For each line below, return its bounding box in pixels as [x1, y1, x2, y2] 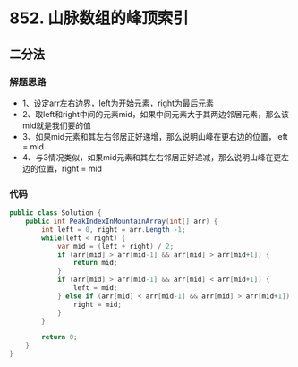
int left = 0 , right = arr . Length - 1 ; [41, 225, 186, 234]
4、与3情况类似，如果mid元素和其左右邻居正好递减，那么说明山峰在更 [21, 151, 282, 162]
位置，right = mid [38, 163, 103, 174]
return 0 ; [41, 333, 78, 342]
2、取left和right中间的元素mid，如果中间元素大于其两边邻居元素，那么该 [21, 108, 289, 119]
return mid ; [72, 259, 118, 268]
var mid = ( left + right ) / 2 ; [56, 242, 175, 251]
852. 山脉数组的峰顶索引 [9, 8, 190, 29]
